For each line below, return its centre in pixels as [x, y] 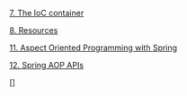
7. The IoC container [47, 13]
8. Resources [34, 30]
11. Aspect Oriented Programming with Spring [93, 48]
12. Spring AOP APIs [46, 65]
